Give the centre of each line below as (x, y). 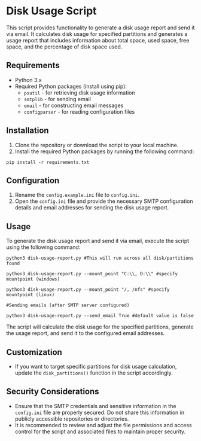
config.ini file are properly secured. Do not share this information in (99, 412)
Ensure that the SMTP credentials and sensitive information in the (95, 406)
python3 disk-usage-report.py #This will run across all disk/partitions (100, 258)
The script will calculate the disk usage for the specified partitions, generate (100, 327)
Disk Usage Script (51, 11)
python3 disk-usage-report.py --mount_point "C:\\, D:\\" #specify (92, 274)
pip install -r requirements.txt (48, 162)
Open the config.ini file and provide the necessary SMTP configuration (104, 201)
